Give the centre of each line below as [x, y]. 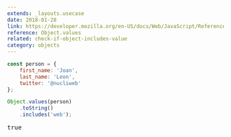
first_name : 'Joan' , [49, 70]
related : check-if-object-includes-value [67, 39]
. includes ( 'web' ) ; [46, 115]
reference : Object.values [44, 33]
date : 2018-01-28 [32, 20]
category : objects [33, 45]
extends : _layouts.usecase [46, 13]
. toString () [36, 108]
